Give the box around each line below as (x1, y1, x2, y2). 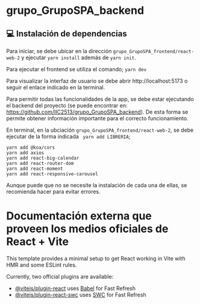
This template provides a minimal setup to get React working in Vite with (6, 254, 186, 262)
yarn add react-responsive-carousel (6, 171, 98, 177)
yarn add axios (6, 150, 45, 156)
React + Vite (6, 235, 69, 248)
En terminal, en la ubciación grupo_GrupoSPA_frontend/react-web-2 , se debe (6, 126, 194, 134)
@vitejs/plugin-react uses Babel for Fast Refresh (14, 285, 136, 292)
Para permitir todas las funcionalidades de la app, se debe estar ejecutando (6, 95, 194, 103)
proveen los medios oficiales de (6, 222, 169, 236)
